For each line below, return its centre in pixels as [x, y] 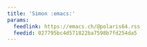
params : [18, 20]
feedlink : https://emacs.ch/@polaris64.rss [77, 26]
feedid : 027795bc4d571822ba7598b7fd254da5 [75, 33]
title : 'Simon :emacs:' [41, 13]
